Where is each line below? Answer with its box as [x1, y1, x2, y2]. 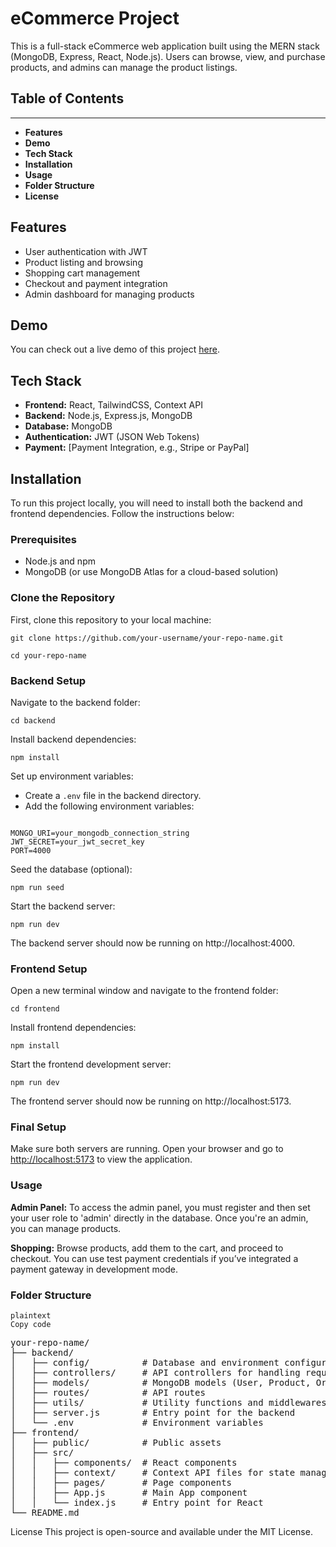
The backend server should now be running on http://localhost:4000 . [10, 937, 296, 949]
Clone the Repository [10, 591, 116, 605]
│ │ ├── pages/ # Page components [10, 1477, 233, 1489]
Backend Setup [10, 673, 87, 687]
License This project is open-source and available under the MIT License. [10, 1526, 313, 1538]
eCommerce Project [10, 7, 180, 30]
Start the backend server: [10, 900, 116, 912]
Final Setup [10, 1120, 67, 1134]
